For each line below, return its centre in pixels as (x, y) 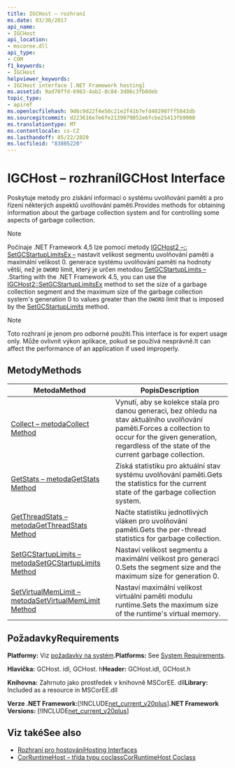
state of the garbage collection (166, 492)
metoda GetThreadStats (49, 525)
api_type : (22, 53)
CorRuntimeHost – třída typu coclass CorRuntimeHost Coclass (106, 757)
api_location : (28, 40)
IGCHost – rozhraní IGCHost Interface (116, 178)
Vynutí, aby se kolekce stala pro (168, 401)
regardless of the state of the (163, 446)
